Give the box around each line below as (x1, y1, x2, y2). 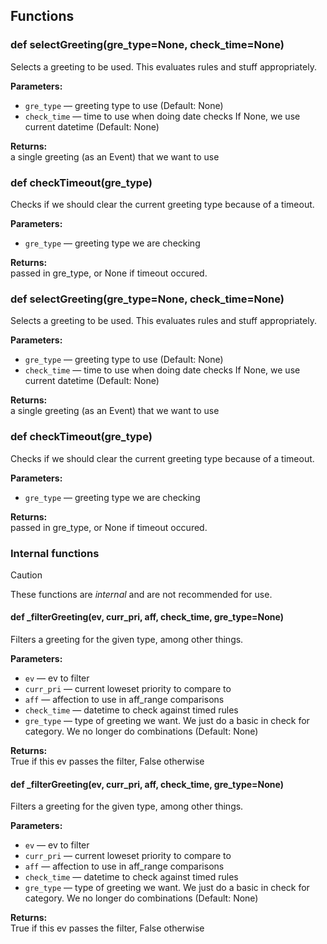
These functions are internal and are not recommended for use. (10, 588, 273, 600)
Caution (10, 569, 43, 581)
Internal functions (10, 546, 100, 560)
